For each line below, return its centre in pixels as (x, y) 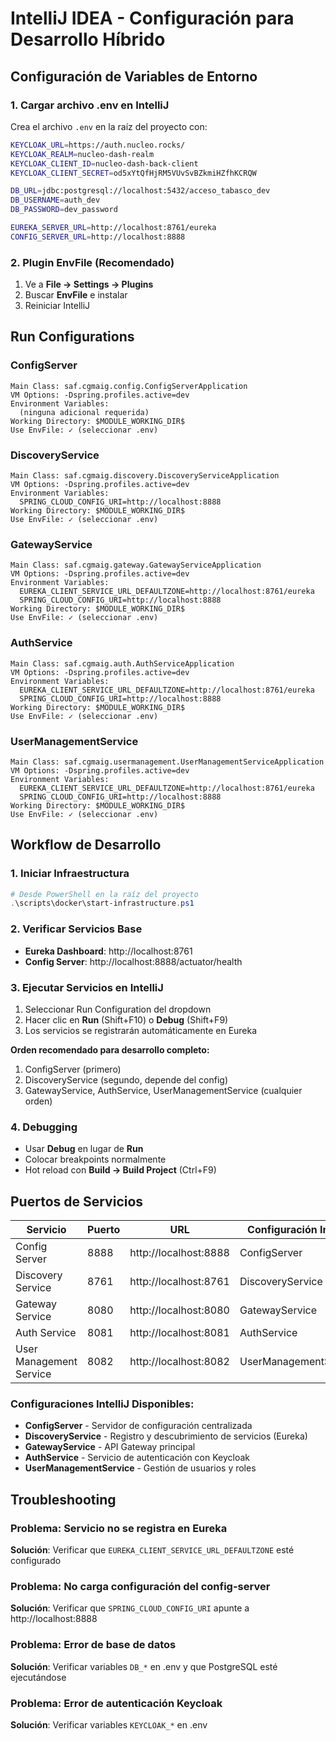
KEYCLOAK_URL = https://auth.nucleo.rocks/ (98, 145)
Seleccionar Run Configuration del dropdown (118, 1009)
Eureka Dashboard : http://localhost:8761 (108, 951)
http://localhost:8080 (179, 1310)
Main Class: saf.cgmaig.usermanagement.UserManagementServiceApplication (167, 762)
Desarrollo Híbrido (88, 39)
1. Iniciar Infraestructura (70, 874)
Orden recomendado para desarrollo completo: (110, 1049)
